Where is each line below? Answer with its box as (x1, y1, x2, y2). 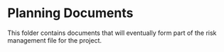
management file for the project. (7, 36, 102, 44)
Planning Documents (7, 5, 134, 21)
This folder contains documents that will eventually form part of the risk (7, 28, 217, 37)
